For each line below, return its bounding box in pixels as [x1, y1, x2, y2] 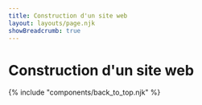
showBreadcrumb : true [8, 26, 81, 34]
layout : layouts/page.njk [8, 19, 95, 27]
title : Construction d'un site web [8, 11, 128, 20]
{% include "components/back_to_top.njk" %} [8, 87, 161, 97]
